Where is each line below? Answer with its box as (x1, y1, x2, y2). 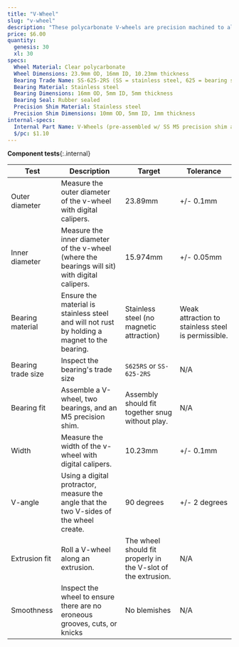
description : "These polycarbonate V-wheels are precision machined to (7, 24, 224, 31)
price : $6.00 (7, 30, 46, 38)
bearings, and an (60, 403, 117, 413)
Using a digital (60, 471, 109, 481)
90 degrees (124, 497, 164, 507)
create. (60, 524, 85, 534)
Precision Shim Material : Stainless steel (14, 103, 142, 111)
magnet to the (60, 335, 108, 345)
